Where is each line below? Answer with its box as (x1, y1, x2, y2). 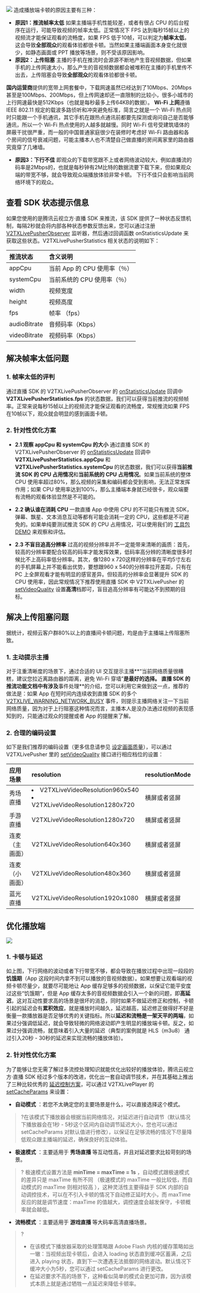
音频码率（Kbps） (48, 320, 99, 328)
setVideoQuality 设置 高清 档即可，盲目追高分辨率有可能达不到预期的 (14, 585, 181, 593)
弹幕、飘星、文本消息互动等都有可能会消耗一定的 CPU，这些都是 (14, 513, 174, 520)
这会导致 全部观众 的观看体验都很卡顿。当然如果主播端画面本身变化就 (14, 42, 182, 48)
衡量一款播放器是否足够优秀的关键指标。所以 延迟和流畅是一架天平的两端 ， (6, 1012, 189, 1019)
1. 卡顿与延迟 (6, 952, 43, 961)
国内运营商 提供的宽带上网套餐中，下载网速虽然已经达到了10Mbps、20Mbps (6, 84, 192, 91)
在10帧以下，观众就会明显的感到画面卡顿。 (6, 410, 111, 417)
